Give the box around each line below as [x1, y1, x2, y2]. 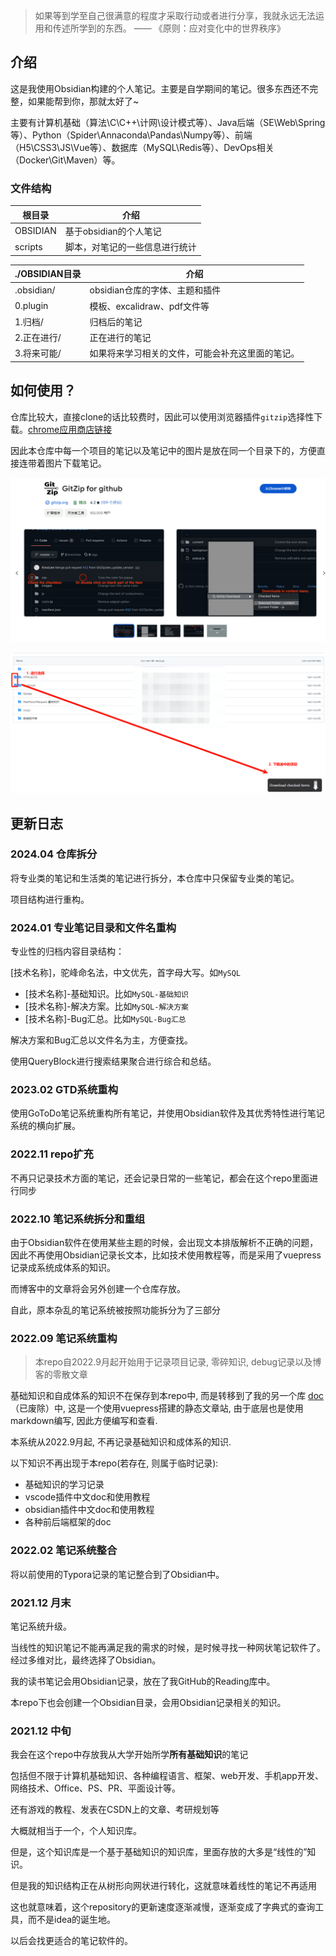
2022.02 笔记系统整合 [10, 1544, 118, 1558]
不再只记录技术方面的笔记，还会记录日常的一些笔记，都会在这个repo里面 [10, 1172, 310, 1184]
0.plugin [14, 300, 49, 312]
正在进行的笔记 [89, 332, 152, 344]
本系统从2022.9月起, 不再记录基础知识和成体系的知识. [10, 1436, 232, 1448]
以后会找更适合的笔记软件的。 [10, 1935, 133, 1947]
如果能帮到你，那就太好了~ [27, 95, 140, 107]
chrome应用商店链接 [28, 423, 113, 435]
